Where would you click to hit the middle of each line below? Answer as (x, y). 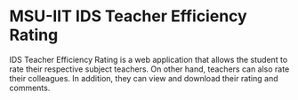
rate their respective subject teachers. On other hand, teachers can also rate (149, 69)
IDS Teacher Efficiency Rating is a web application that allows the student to (149, 59)
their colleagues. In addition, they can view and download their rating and (144, 78)
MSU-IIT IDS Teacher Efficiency (128, 16)
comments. (30, 88)
